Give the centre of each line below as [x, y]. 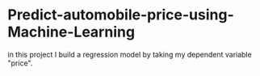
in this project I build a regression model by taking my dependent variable [130, 54]
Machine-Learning [71, 32]
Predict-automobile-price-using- [121, 15]
